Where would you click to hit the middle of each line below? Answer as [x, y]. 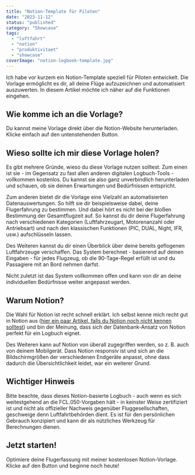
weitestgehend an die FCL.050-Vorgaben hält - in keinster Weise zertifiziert [97, 402]
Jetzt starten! [32, 445]
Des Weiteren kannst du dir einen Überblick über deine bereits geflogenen [95, 246]
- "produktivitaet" [35, 50]
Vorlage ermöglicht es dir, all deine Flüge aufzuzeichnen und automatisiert [95, 83]
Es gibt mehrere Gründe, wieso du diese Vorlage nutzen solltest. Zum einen [97, 167]
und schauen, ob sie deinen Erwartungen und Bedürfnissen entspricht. [91, 186]
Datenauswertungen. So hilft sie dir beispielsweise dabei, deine [82, 203]
